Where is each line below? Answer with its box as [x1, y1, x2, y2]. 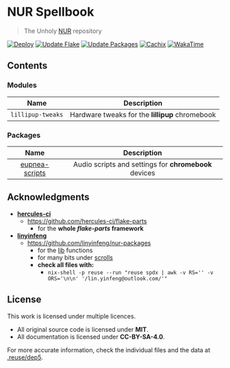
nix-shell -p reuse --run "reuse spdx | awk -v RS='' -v [47, 269, 214, 276]
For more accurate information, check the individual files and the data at [7, 345, 211, 354]
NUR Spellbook [7, 4, 94, 20]
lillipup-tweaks [10, 110, 64, 119]
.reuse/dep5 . [7, 353, 43, 361]
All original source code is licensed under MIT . [16, 325, 149, 333]
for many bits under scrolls [37, 253, 113, 261]
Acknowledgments [7, 191, 90, 203]
